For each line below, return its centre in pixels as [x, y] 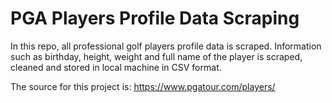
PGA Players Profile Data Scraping [155, 18]
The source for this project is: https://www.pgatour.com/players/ [143, 86]
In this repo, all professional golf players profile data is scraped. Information [166, 46]
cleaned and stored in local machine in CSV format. [116, 67]
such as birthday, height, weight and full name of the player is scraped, [156, 56]
